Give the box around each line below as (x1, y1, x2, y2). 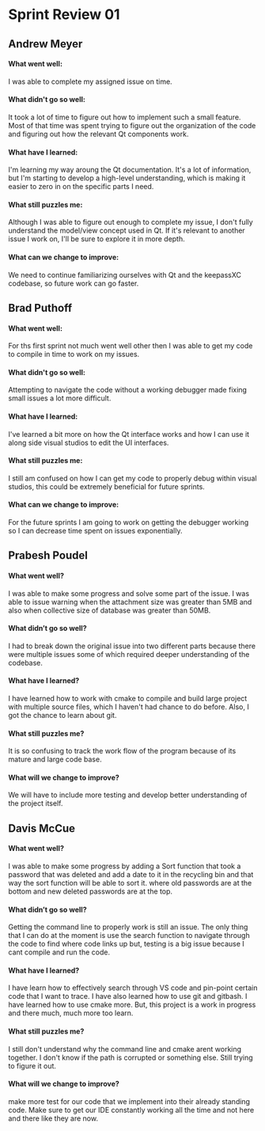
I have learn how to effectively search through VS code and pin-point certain (8, 983, 258, 992)
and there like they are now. (8, 1114, 99, 1123)
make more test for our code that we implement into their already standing (8, 1096, 251, 1106)
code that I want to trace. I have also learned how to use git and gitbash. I (8, 992, 248, 1001)
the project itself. (8, 799, 63, 808)
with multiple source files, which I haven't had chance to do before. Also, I (8, 702, 249, 712)
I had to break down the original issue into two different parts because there (8, 641, 256, 651)
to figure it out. (8, 1061, 57, 1070)
